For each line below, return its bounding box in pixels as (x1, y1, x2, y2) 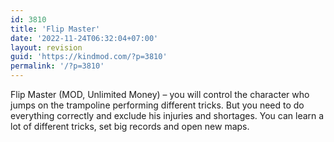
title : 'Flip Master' (10, 24, 101, 34)
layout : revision (10, 42, 83, 53)
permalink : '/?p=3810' (10, 61, 105, 71)
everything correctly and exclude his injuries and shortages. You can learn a (10, 110, 325, 121)
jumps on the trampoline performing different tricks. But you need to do (10, 99, 305, 111)
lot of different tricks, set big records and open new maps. (10, 121, 250, 132)
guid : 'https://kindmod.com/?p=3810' (10, 52, 168, 62)
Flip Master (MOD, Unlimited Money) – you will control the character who (10, 89, 310, 100)
